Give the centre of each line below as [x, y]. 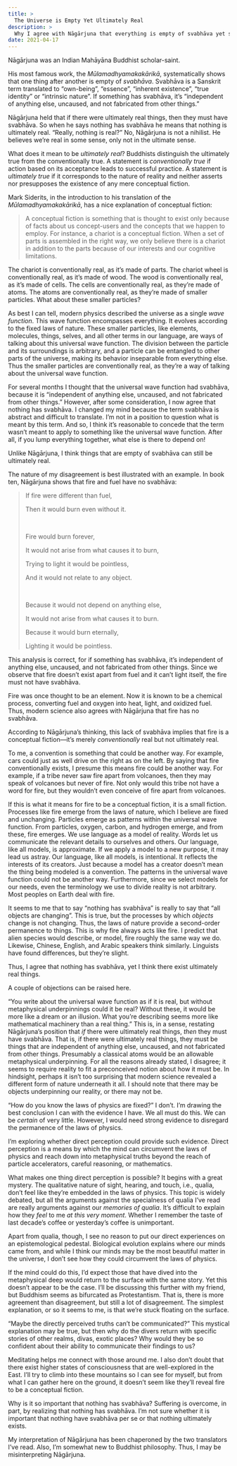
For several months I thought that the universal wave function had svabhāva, [119, 387]
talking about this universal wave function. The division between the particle [118, 344]
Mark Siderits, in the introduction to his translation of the [90, 198]
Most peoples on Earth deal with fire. [62, 894]
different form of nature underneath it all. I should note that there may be [113, 1084]
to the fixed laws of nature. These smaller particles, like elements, [103, 328]
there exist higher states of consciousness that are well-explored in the [111, 1367]
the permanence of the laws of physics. [65, 1128]
